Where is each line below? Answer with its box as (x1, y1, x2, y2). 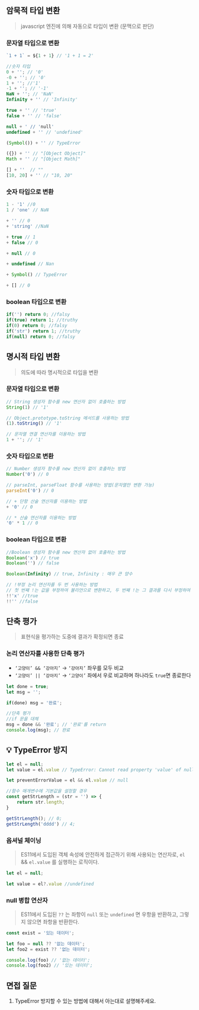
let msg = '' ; (6, 689, 41, 695)
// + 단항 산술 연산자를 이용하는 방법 (6, 498, 87, 504)
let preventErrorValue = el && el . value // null (6, 777, 129, 783)
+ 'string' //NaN (6, 223, 49, 229)
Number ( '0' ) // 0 (6, 472, 49, 478)
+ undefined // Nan (6, 261, 54, 267)
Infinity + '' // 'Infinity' (6, 97, 78, 103)
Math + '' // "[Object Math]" (6, 156, 81, 162)
